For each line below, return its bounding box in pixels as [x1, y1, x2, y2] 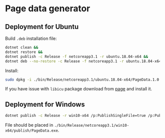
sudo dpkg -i [5, 77, 32, 82]
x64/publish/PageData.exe [5, 128, 58, 133]
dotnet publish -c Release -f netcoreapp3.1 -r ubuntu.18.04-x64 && [5, 54, 148, 59]
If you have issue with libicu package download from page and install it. [5, 86, 152, 92]
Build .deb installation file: [5, 35, 57, 41]
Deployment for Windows [5, 100, 85, 109]
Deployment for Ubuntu [5, 23, 79, 31]
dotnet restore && [5, 50, 43, 55]
